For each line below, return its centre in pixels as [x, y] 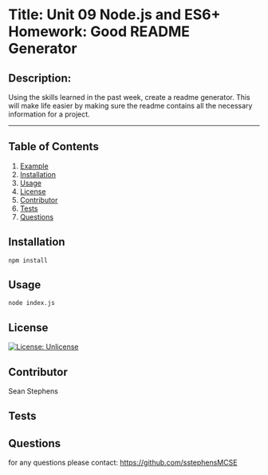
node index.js [32, 303]
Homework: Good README [99, 32]
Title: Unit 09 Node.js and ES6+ [114, 15]
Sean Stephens [33, 391]
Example [34, 166]
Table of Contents [54, 146]
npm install [28, 260]
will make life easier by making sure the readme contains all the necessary [130, 106]
